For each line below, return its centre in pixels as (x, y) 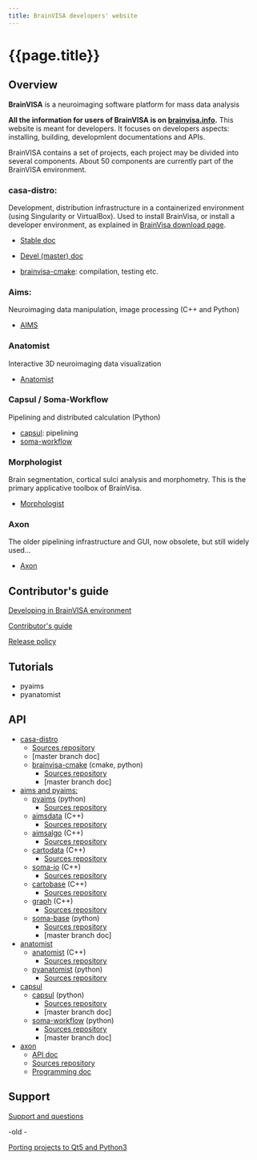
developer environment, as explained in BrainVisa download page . (117, 225)
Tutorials (31, 667)
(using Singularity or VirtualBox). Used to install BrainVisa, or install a (122, 216)
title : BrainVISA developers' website (73, 16)
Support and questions (46, 1116)
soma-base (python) (66, 918)
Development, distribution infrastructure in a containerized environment (126, 207)
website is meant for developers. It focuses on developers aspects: (119, 128)
